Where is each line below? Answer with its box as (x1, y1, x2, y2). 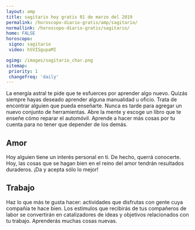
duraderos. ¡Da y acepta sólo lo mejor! (6, 166, 99, 173)
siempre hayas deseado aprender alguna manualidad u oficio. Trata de (6, 96, 177, 103)
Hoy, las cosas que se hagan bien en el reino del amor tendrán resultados (6, 160, 184, 167)
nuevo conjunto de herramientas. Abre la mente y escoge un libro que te (6, 109, 181, 116)
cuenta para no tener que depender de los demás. (6, 121, 128, 128)
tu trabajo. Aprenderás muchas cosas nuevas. (6, 217, 117, 224)
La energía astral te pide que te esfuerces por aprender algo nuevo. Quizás (6, 90, 188, 97)
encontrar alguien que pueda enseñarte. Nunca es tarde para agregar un (6, 102, 182, 109)
